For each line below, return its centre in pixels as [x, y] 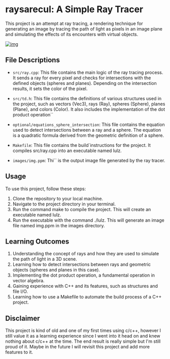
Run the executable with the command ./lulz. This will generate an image [89, 220]
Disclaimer [23, 318]
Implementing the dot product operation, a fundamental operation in [84, 275]
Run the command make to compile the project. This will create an [82, 209]
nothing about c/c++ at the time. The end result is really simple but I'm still [83, 341]
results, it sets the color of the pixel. [50, 88]
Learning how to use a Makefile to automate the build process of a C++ [87, 297]
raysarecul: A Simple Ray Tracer [74, 9]
